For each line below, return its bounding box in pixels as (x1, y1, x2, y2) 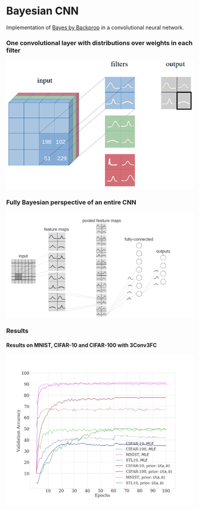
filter (6, 46, 21, 54)
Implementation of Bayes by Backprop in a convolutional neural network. (6, 24, 185, 31)
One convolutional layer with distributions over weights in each (6, 39, 193, 47)
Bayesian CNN (6, 4, 79, 18)
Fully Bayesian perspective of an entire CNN (6, 198, 136, 206)
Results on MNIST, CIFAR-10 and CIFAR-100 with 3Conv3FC (6, 341, 157, 349)
